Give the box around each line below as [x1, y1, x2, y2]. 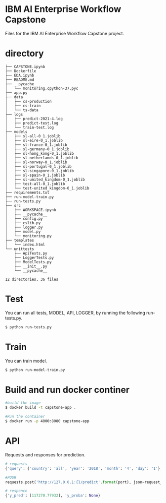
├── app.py [5, 90, 28, 95]
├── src [5, 203, 21, 208]
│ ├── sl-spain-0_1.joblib [5, 173, 65, 178]
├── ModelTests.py [14, 259, 52, 264]
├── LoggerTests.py [14, 255, 54, 260]
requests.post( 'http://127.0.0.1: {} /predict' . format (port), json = [5, 480, 145, 485]
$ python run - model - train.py [5, 367, 65, 373]
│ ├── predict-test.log [5, 121, 58, 126]
